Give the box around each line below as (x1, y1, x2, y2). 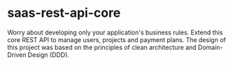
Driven (7, 51, 27, 59)
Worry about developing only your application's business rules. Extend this (7, 28, 223, 37)
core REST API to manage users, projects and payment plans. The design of (7, 35, 226, 44)
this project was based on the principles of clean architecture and (7, 43, 197, 51)
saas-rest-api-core (7, 5, 121, 21)
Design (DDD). (27, 51, 70, 59)
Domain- (198, 43, 223, 51)
